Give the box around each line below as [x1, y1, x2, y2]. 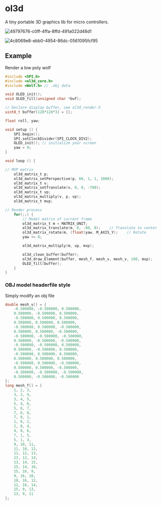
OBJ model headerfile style [5, 282, 71, 289]
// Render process [5, 207, 42, 212]
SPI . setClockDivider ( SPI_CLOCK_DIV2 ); [14, 136, 92, 141]
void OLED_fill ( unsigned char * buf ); [5, 97, 81, 101]
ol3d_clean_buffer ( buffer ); [22, 252, 79, 257]
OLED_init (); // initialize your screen [14, 141, 97, 146]
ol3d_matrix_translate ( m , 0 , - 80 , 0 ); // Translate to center [22, 226, 158, 230]
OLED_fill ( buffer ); [22, 261, 62, 266]
